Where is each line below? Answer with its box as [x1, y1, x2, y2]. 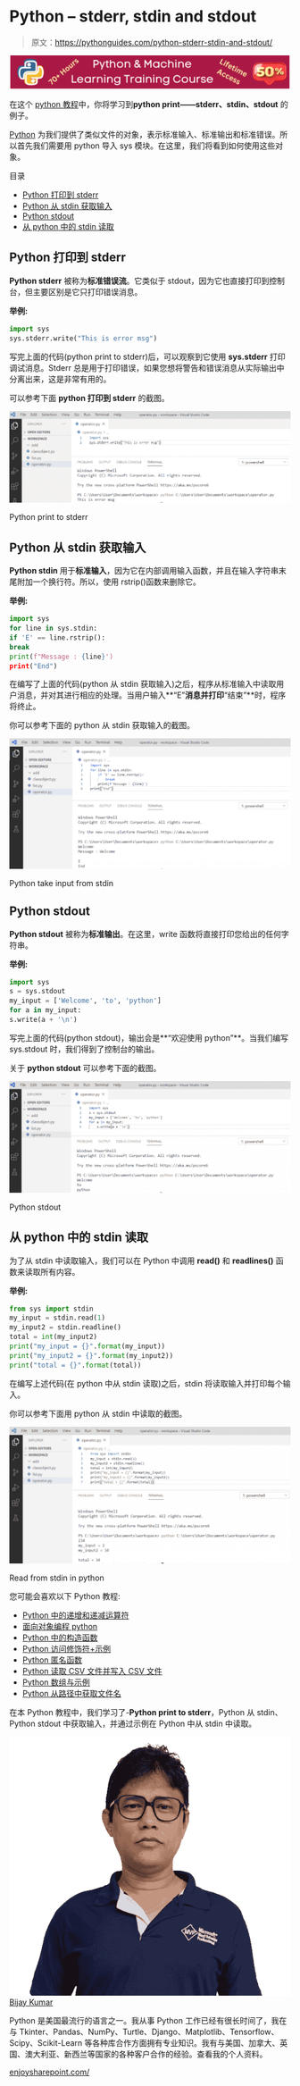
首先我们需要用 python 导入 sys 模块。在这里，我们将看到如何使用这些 [16, 140, 276, 151]
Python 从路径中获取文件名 [21, 1688, 122, 1698]
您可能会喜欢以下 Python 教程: [9, 1590, 121, 1601]
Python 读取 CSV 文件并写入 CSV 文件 [21, 1665, 162, 1676]
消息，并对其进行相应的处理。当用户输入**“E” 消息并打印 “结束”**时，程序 [16, 690, 287, 700]
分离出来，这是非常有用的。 [9, 373, 112, 384]
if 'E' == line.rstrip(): [9, 633, 105, 642]
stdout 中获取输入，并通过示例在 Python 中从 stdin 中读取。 [37, 1718, 257, 1729]
